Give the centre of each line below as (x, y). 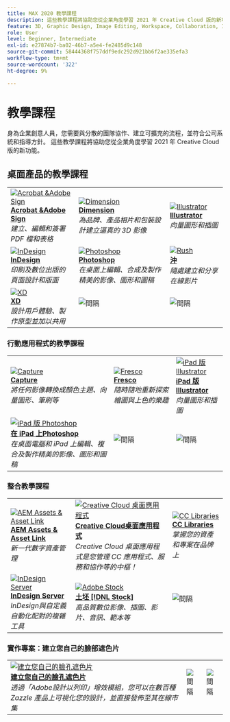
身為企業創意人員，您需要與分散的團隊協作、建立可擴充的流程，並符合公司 (112, 133)
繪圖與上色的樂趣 (141, 400)
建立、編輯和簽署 (38, 229)
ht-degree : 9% (27, 71)
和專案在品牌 (193, 544)
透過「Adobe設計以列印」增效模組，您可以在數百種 (93, 688)
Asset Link (28, 538)
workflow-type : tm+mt (38, 58)
